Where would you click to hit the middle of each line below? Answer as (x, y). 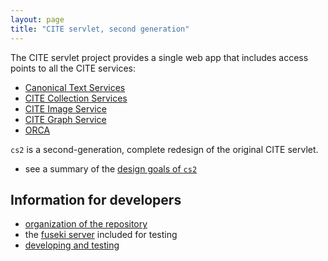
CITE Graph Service (65, 119)
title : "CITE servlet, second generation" (100, 29)
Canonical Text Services (75, 87)
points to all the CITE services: (73, 68)
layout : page (37, 19)
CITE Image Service (65, 108)
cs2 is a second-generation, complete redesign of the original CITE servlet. (164, 149)
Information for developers (96, 199)
